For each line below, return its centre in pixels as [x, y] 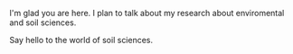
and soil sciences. [43, 22]
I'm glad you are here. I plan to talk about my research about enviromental [147, 13]
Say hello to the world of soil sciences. [81, 40]
